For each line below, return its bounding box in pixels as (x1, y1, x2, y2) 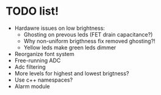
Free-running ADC (14, 57, 61, 64)
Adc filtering (14, 63, 46, 71)
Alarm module (14, 82, 50, 90)
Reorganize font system (14, 50, 74, 57)
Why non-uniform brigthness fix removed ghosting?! (23, 37, 156, 44)
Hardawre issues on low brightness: (14, 24, 105, 32)
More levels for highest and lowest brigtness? (14, 69, 129, 77)
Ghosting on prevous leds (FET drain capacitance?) (23, 30, 153, 38)
